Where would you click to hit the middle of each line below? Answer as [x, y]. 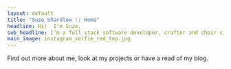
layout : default [30, 13]
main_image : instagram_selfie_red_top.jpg [69, 39]
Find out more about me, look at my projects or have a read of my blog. [108, 58]
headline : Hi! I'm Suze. [44, 26]
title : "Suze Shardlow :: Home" [53, 20]
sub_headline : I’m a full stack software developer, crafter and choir [112, 32]
